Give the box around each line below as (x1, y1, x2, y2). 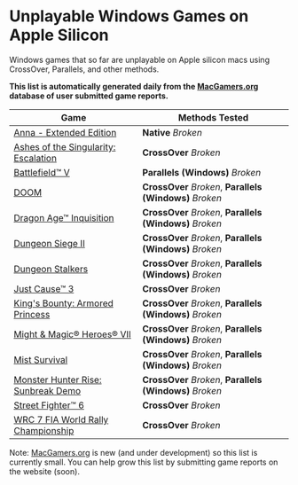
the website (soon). (9, 465, 80, 476)
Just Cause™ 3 (13, 282, 74, 294)
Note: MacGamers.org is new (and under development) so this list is (9, 447, 258, 458)
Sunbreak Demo (13, 384, 82, 396)
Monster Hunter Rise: (13, 373, 102, 386)
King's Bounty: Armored (13, 297, 114, 309)
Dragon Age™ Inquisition (13, 211, 114, 223)
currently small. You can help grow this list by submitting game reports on (9, 457, 278, 467)
